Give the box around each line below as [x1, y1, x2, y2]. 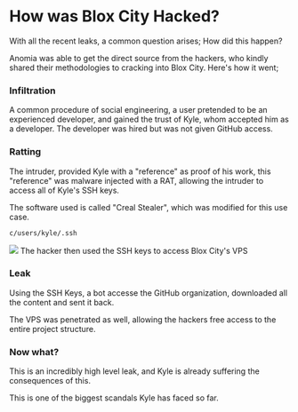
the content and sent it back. [9, 297, 115, 307]
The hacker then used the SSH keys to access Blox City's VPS [20, 245, 248, 256]
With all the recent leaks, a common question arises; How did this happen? [9, 36, 283, 46]
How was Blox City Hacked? [9, 6, 220, 27]
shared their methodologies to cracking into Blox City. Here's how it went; [9, 62, 279, 73]
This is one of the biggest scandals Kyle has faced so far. [9, 392, 220, 403]
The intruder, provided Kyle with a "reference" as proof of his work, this [9, 166, 271, 177]
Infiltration [9, 84, 56, 97]
